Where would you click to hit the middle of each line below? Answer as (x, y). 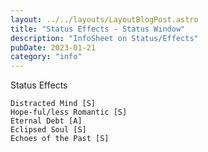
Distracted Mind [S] (53, 104)
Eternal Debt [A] (46, 121)
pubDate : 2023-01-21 (53, 47)
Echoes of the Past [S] (60, 139)
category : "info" (46, 57)
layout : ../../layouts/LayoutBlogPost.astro (104, 19)
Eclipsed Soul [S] (48, 130)
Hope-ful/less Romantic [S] (69, 112)
